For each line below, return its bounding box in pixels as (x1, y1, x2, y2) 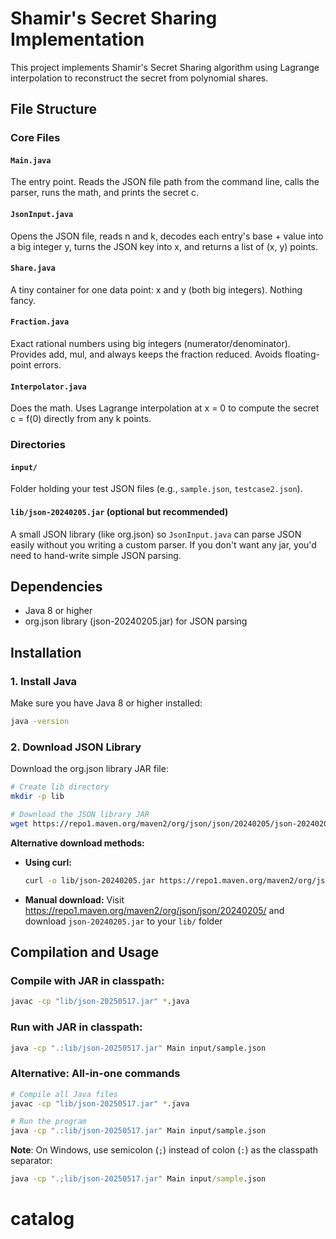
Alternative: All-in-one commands (10, 1067, 181, 1081)
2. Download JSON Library (10, 740, 142, 754)
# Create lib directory (10, 782, 110, 792)
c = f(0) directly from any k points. (10, 413, 152, 425)
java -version (10, 717, 70, 727)
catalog (10, 1208, 75, 1231)
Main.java (10, 155, 52, 166)
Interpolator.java (10, 382, 87, 392)
